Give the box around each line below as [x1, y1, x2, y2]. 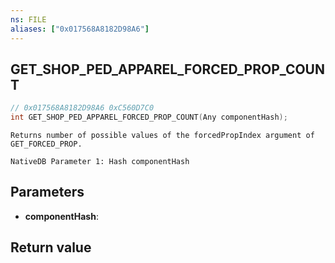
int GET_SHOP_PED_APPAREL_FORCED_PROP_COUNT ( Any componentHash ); [10, 112, 288, 123]
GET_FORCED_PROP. [10, 139, 83, 150]
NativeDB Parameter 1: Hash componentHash [10, 157, 190, 167]
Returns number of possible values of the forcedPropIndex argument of [10, 131, 315, 141]
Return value [10, 239, 92, 256]
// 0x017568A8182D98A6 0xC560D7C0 [10, 103, 155, 113]
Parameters [10, 184, 85, 201]
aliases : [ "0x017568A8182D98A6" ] [10, 24, 150, 34]
